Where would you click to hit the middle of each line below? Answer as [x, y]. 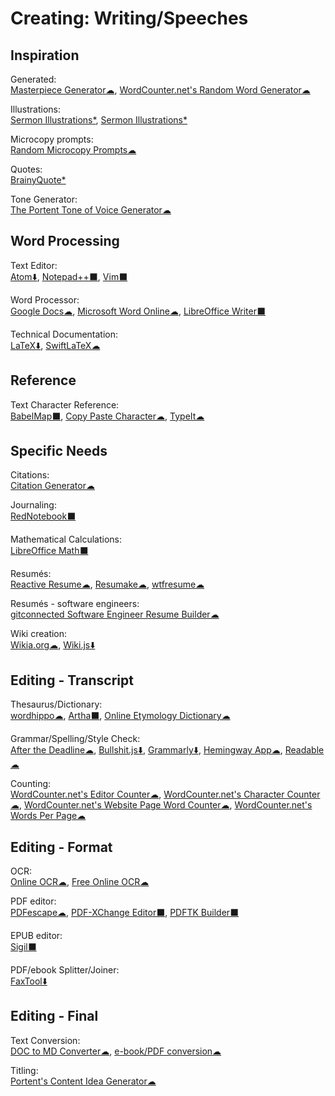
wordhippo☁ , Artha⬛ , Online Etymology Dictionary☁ [120, 716]
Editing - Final [54, 1016]
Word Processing [65, 241]
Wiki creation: [39, 634]
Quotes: [26, 169]
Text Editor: [34, 265]
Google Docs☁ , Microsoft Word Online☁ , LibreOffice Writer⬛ [138, 311]
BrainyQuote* [38, 180]
